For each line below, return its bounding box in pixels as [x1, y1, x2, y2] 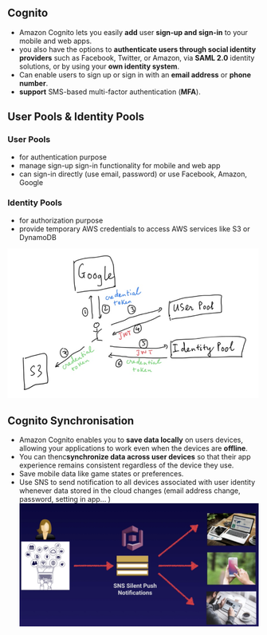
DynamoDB [18, 232, 57, 242]
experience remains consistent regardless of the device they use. [18, 460, 234, 470]
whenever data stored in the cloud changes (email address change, [18, 486, 241, 495]
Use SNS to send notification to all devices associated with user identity [18, 477, 256, 487]
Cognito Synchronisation [7, 414, 135, 428]
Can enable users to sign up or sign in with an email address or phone [18, 69, 252, 79]
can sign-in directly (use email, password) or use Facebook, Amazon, [18, 169, 248, 179]
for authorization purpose [18, 215, 104, 225]
